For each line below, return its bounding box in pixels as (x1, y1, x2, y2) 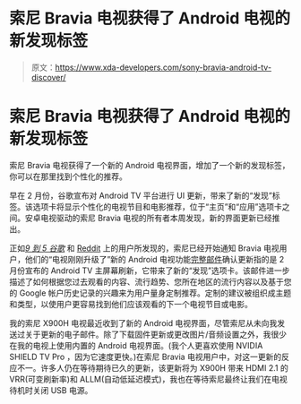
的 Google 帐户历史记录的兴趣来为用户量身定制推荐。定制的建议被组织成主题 (9, 288, 292, 298)
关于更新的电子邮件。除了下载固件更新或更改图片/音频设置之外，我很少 (24, 329, 288, 340)
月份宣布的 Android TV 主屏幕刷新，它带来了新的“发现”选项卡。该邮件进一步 (9, 265, 290, 276)
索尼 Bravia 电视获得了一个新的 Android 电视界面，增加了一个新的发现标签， (9, 159, 290, 170)
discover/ (30, 72, 66, 82)
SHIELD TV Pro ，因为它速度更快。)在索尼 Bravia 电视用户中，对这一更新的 (9, 351, 282, 362)
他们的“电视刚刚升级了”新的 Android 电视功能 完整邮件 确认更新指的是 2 (24, 254, 285, 264)
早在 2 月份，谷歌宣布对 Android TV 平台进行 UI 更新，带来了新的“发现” (9, 190, 273, 201)
